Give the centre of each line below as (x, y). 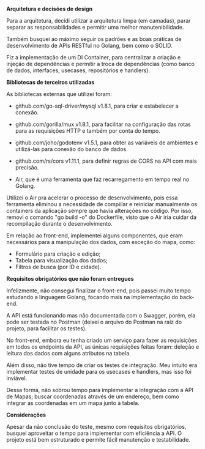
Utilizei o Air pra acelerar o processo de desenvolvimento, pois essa (92, 198)
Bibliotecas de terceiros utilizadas (50, 82)
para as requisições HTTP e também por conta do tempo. (88, 131)
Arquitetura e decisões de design (50, 9)
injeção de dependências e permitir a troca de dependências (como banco (100, 64)
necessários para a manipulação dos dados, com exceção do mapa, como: (101, 242)
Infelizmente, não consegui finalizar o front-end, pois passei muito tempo (99, 291)
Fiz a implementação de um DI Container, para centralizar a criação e (94, 57)
